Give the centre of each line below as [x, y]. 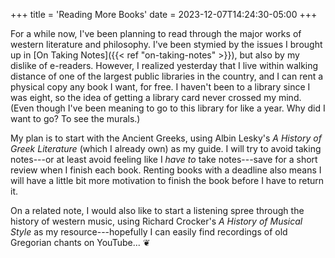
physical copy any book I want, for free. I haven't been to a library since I [160, 87]
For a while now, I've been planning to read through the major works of [156, 33]
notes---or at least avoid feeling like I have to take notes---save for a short [164, 159]
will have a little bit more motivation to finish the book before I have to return [167, 180]
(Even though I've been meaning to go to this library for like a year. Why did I [168, 108]
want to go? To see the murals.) [75, 118]
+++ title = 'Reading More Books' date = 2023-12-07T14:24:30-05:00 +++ [164, 14]
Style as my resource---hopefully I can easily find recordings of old [149, 232]
